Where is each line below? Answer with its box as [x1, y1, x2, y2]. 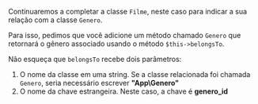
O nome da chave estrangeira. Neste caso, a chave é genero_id [19, 87, 228, 96]
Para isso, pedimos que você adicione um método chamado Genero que [8, 31, 241, 40]
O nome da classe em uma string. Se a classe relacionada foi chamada [19, 70, 251, 79]
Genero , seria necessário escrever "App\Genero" [19, 79, 180, 87]
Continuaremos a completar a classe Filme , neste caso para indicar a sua [8, 7, 248, 16]
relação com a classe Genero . [8, 15, 103, 25]
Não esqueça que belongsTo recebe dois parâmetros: [8, 55, 182, 64]
